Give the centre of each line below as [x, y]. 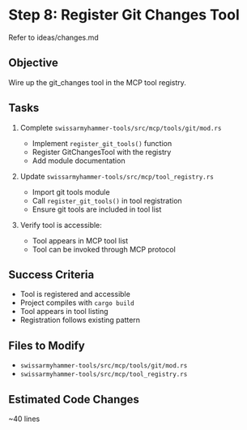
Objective [34, 63]
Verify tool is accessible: [61, 225]
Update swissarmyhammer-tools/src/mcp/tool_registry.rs [117, 176]
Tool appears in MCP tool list [80, 240]
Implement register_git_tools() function [102, 143]
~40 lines [24, 419]
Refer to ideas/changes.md [53, 37]
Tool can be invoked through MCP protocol [104, 249]
